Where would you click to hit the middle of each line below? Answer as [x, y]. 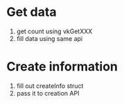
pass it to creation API [48, 93]
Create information [62, 67]
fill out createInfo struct [50, 86]
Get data [32, 12]
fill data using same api [50, 38]
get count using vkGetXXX [54, 31]
